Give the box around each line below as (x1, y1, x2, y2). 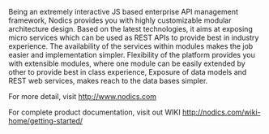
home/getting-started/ (8, 116, 83, 125)
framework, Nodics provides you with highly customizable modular (8, 15, 233, 25)
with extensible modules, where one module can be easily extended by (8, 58, 246, 68)
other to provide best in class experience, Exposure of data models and (8, 67, 247, 76)
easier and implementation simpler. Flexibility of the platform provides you (8, 50, 255, 59)
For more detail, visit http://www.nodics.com (8, 92, 156, 101)
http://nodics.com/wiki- (181, 107, 261, 117)
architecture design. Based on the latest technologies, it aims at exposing (8, 24, 253, 33)
